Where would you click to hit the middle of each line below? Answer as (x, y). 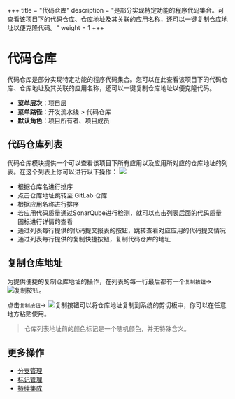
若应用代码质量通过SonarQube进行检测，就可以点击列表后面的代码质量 (120, 213)
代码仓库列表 (35, 145)
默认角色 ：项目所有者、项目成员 (63, 120)
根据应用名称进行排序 (48, 204)
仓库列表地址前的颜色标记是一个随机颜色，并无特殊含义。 (107, 328)
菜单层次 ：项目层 (42, 103)
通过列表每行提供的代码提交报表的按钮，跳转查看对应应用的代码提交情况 (121, 230)
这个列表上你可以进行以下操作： (71, 171)
